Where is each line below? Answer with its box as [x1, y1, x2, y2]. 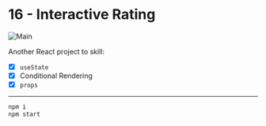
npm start [8, 110, 41, 118]
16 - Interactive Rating [8, 6, 156, 24]
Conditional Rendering [19, 71, 93, 80]
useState [19, 63, 49, 72]
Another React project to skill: [8, 46, 105, 56]
